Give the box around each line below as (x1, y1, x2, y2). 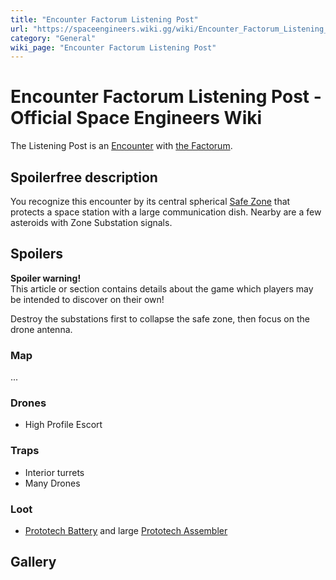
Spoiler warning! (10, 272, 82, 284)
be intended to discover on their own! (10, 293, 165, 305)
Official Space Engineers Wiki (10, 107, 263, 130)
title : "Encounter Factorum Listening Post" (10, 14, 199, 25)
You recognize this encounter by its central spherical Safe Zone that (10, 196, 291, 207)
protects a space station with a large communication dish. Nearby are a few (10, 206, 322, 218)
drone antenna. (10, 323, 73, 335)
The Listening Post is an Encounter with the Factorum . (10, 140, 233, 152)
